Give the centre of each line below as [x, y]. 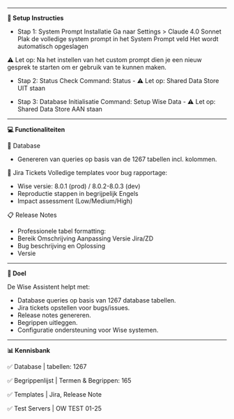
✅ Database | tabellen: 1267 [47, 366]
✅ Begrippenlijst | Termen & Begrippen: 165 [69, 380]
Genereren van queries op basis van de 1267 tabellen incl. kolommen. [117, 159]
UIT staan [31, 88]
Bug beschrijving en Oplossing [61, 246]
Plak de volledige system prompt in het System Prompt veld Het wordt [118, 39]
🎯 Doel [17, 273]
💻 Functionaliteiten [36, 129]
